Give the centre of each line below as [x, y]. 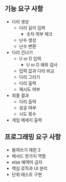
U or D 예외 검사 [42, 64]
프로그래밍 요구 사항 [33, 137]
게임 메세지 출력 [27, 120]
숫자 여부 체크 [39, 34]
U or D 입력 [30, 59]
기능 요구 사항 [24, 9]
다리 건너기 [22, 52]
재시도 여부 [29, 89]
